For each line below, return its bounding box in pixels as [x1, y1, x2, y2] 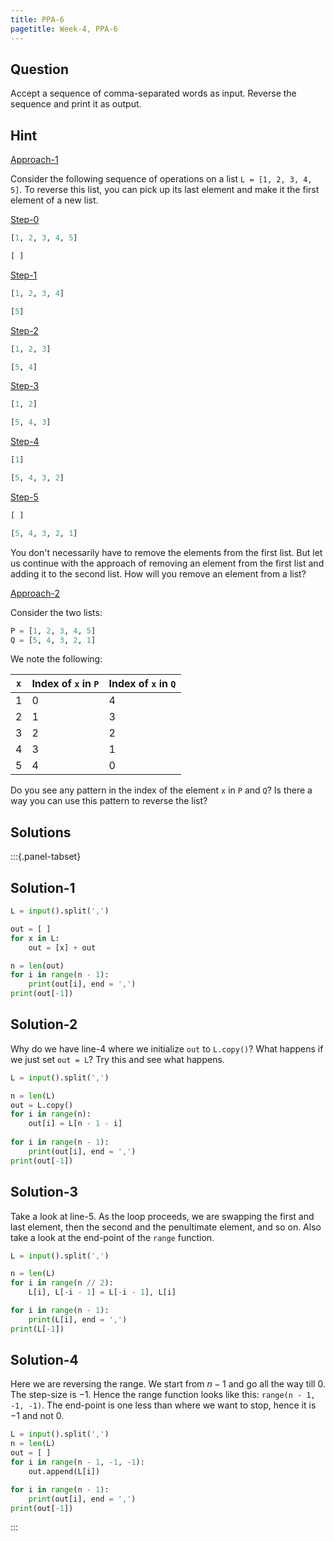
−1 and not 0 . [10, 1410, 65, 1422]
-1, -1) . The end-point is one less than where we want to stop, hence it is [10, 1399, 317, 1411]
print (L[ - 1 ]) [10, 1324, 65, 1334]
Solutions [10, 824, 72, 841]
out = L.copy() [10, 1100, 74, 1110]
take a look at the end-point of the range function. [10, 1231, 215, 1243]
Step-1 [10, 269, 38, 281]
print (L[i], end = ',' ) [28, 1314, 128, 1325]
